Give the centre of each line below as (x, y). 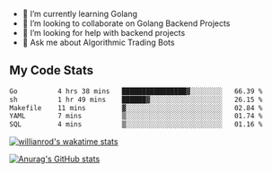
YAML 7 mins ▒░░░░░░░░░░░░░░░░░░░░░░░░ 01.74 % (136, 117)
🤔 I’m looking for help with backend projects (104, 33)
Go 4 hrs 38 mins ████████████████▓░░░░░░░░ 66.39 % (136, 91)
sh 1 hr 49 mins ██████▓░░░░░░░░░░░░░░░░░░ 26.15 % (136, 99)
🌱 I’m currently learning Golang (79, 14)
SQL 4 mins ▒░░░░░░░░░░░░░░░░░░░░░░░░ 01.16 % (136, 125)
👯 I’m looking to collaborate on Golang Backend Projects (126, 23)
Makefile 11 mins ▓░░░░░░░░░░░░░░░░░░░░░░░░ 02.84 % (136, 108)
